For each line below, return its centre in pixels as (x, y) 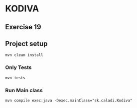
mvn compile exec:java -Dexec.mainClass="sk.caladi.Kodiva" (69, 100)
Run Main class (24, 90)
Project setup (27, 43)
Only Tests (18, 67)
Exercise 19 (23, 27)
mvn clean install (24, 55)
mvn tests (15, 78)
